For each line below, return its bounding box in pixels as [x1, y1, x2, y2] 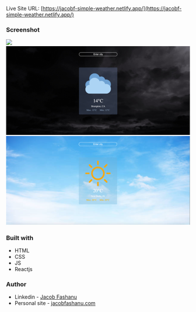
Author [6, 280, 27, 288]
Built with [6, 234, 34, 242]
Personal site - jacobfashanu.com [14, 300, 96, 307]
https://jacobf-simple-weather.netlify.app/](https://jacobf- [43, 5, 182, 12]
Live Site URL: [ [6, 5, 43, 12]
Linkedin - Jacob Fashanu [14, 293, 78, 300]
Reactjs [14, 265, 33, 272]
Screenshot [6, 26, 40, 34]
